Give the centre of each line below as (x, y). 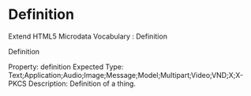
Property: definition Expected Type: (66, 66)
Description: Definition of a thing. (82, 83)
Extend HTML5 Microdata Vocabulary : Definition (88, 36)
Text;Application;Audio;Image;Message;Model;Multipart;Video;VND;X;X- (126, 75)
